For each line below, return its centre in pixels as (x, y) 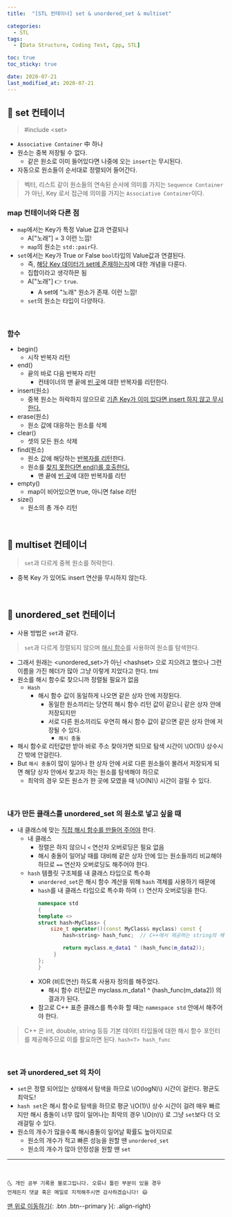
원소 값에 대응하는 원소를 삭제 (67, 425)
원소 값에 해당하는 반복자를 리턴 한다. (76, 459)
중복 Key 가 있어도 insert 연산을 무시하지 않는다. (82, 577)
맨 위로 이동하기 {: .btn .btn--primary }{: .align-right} (79, 1206)
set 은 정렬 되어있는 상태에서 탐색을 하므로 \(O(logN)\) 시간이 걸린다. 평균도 (118, 1088)
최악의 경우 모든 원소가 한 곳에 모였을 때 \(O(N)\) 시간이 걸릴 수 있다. (119, 780)
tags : (15, 39)
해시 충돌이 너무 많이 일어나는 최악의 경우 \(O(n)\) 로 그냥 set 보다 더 (122, 1114)
